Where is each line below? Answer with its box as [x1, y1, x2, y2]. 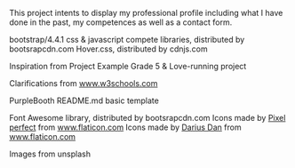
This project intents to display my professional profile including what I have [9, 8, 283, 18]
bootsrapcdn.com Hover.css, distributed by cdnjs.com [9, 44, 208, 54]
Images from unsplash [9, 148, 92, 159]
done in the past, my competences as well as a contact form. [9, 17, 233, 28]
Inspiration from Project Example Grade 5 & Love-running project [9, 61, 247, 71]
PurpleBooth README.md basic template [9, 95, 160, 106]
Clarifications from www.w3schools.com [9, 78, 158, 88]
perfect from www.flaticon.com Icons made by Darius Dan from [9, 122, 242, 132]
